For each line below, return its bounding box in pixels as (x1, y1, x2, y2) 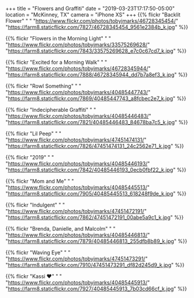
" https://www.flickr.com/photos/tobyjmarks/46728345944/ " (5, 65, 151, 72)
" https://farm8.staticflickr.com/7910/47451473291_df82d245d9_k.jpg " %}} (5, 262, 185, 268)
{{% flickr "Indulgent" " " (5, 201, 65, 208)
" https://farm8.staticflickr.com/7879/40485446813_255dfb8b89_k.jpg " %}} (5, 238, 188, 245)
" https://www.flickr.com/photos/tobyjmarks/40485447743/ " (5, 89, 151, 95)
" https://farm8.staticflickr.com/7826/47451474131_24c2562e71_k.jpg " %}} (5, 143, 185, 149)
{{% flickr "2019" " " (5, 154, 54, 160)
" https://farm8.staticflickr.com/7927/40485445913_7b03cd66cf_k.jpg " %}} (5, 285, 188, 292)
